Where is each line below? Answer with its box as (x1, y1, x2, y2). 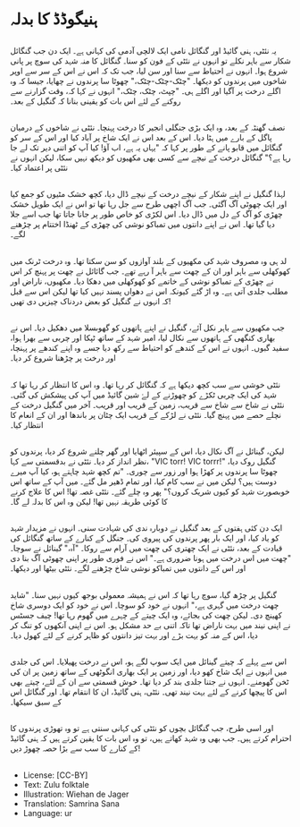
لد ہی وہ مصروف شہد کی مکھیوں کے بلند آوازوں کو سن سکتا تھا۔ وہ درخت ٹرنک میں (10, 255, 287, 266)
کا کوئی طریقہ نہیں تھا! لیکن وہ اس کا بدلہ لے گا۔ (10, 496, 168, 507)
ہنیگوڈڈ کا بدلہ (10, 9, 98, 30)
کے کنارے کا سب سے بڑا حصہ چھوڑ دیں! (10, 743, 141, 754)
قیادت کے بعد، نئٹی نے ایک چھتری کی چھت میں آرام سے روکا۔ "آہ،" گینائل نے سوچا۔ (10, 542, 283, 554)
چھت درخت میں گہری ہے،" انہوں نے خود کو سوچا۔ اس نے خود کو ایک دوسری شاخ (10, 600, 279, 610)
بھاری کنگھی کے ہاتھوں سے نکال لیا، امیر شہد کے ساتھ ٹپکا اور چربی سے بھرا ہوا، (10, 332, 276, 344)
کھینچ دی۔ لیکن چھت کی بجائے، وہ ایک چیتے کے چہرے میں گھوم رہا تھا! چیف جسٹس (10, 610, 282, 620)
